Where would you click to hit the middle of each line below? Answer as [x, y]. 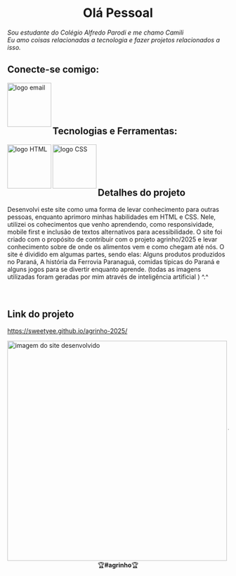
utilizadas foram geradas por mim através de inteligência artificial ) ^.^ [108, 277]
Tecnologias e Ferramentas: [115, 131]
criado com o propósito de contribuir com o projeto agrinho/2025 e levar [112, 239]
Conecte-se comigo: [53, 69]
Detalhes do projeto [142, 193]
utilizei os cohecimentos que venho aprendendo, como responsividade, [111, 225]
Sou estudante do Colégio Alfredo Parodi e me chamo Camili [96, 32]
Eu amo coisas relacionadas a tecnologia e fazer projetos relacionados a [113, 39]
